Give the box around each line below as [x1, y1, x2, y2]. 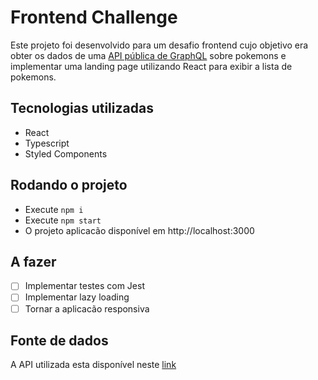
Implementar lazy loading [24, 291, 130, 303]
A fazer [10, 253, 57, 270]
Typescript [24, 137, 70, 149]
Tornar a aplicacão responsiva [24, 302, 150, 315]
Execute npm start [24, 214, 102, 226]
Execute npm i [24, 203, 84, 215]
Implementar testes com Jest [24, 280, 145, 292]
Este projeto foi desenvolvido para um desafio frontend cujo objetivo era [10, 39, 309, 51]
